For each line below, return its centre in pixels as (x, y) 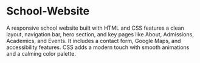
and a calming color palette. (41, 53)
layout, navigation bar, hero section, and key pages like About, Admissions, (100, 34)
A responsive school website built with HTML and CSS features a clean (95, 28)
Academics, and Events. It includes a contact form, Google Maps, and (94, 41)
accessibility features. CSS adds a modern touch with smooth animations (98, 47)
